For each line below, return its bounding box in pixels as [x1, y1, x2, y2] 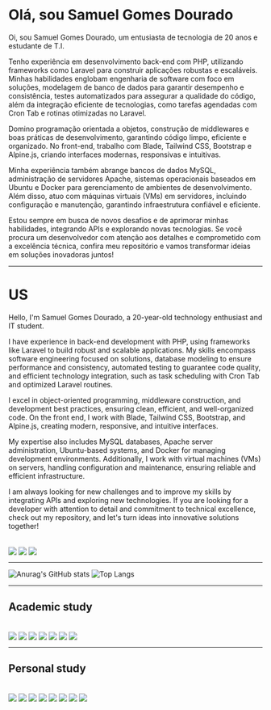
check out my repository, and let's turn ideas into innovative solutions [8, 512, 240, 522]
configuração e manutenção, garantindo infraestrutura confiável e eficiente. [8, 200, 261, 209]
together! [8, 521, 39, 530]
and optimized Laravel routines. [8, 379, 113, 389]
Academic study [8, 600, 93, 614]
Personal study [8, 661, 86, 676]
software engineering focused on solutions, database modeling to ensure [8, 353, 252, 363]
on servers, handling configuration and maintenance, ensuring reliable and [8, 463, 256, 472]
